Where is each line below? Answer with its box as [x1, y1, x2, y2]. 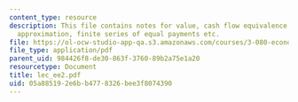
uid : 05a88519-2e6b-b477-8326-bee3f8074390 [9, 79, 173, 88]
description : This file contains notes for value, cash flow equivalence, [9, 21, 292, 30]
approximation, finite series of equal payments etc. [17, 29, 220, 38]
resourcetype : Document [9, 63, 98, 72]
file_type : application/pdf [9, 46, 114, 55]
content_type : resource [9, 12, 98, 22]
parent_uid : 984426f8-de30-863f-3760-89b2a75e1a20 [9, 54, 200, 63]
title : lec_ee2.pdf [9, 71, 82, 80]
